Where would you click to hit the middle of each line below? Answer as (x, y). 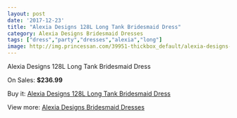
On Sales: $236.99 (35, 80)
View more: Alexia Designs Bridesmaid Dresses (76, 107)
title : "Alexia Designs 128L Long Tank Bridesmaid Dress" (94, 27)
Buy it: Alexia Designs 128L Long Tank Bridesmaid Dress (89, 93)
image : (17, 46)
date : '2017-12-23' (36, 20)
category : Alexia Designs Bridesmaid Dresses (75, 33)
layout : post (26, 14)
